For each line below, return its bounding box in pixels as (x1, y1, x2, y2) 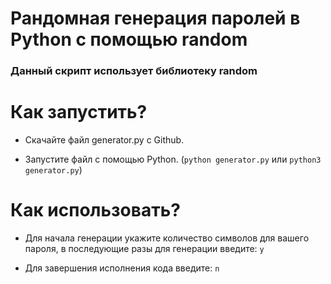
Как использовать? (10, 199, 181, 222)
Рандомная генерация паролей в (10, 7, 301, 30)
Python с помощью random (10, 28, 248, 51)
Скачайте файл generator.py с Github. (24, 134, 185, 146)
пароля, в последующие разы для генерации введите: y (24, 242, 265, 254)
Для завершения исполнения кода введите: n (24, 262, 220, 274)
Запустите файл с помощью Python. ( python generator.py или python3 (24, 153, 322, 166)
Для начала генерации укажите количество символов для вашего (24, 232, 310, 244)
